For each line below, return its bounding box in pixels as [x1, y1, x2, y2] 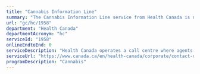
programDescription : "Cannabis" [6, 58, 86, 64]
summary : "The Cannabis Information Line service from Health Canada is [6, 14, 190, 20]
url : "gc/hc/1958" [6, 20, 52, 26]
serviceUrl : [6, 53, 36, 59]
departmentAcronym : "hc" [6, 31, 68, 37]
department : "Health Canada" [6, 25, 79, 32]
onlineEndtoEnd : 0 [6, 42, 52, 48]
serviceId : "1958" [6, 36, 52, 42]
